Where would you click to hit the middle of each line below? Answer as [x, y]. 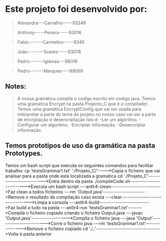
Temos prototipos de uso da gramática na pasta [80, 146]
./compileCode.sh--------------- [127, 181]
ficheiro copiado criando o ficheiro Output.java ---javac [86, 213]
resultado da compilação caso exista [67, 197]
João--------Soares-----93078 [49, 52]
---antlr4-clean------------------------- [120, 186]
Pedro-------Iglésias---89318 [47, 61]
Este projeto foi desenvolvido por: [76, 9]
